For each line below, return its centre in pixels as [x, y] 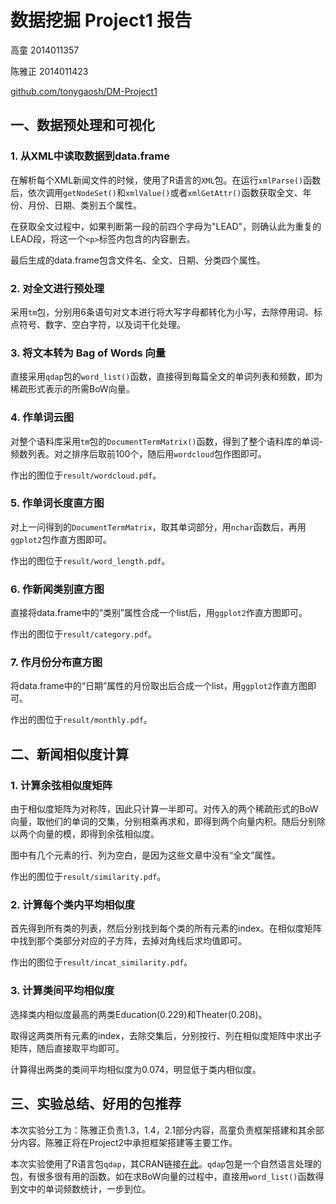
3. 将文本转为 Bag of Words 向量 [88, 353]
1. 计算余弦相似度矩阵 [61, 785]
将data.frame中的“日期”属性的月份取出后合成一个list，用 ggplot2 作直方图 [159, 686]
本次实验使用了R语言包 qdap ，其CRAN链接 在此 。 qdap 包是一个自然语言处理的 [166, 1163]
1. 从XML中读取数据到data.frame [90, 156]
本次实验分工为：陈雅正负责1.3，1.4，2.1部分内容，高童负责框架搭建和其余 [163, 1130]
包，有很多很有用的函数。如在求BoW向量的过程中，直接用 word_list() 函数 [163, 1176]
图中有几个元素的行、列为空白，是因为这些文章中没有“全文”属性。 [146, 855]
